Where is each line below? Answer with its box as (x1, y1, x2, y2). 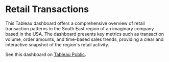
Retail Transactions (5, 4, 89, 15)
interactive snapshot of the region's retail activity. (5, 41, 110, 47)
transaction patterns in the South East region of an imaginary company (5, 25, 154, 31)
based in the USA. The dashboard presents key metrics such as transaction (5, 31, 164, 37)
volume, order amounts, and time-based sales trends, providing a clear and (5, 36, 164, 42)
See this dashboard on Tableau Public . (5, 51, 86, 57)
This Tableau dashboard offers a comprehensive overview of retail (5, 20, 145, 26)
